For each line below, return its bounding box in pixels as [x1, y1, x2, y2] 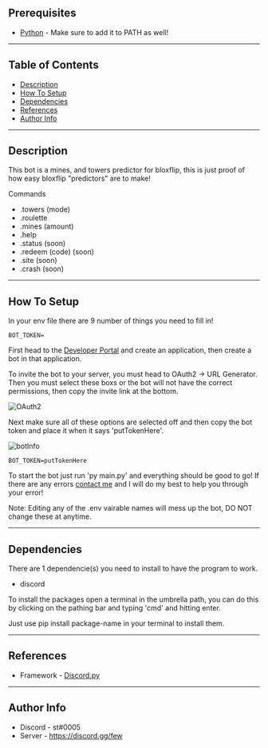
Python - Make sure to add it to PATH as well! [19, 27, 169, 37]
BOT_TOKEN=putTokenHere [8, 457, 88, 465]
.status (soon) [19, 239, 66, 249]
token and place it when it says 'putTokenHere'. [8, 426, 164, 436]
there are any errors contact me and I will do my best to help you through [8, 479, 249, 489]
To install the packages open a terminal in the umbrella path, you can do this [8, 595, 259, 604]
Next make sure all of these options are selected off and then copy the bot [8, 417, 253, 427]
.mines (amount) [19, 221, 74, 231]
